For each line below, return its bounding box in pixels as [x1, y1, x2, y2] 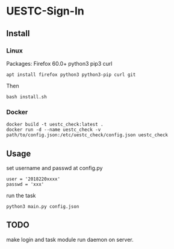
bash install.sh [6, 93, 47, 100]
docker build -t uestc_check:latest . [6, 122, 104, 128]
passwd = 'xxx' [6, 181, 45, 188]
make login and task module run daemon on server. [6, 236, 134, 243]
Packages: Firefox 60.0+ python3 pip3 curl [6, 60, 113, 67]
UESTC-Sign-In [6, 4, 84, 18]
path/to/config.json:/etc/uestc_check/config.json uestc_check [6, 132, 169, 138]
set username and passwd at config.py [6, 164, 103, 171]
